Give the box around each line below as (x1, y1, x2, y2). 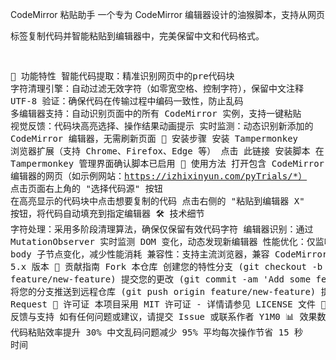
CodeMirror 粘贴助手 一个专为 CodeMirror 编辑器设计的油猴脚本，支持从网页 (10, 9, 325, 20)
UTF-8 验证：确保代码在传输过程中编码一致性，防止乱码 (10, 96, 244, 107)
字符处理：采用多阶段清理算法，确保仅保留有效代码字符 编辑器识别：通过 (10, 224, 314, 235)
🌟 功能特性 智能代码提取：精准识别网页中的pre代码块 (10, 71, 235, 82)
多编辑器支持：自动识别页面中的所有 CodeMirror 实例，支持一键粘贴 (10, 108, 302, 119)
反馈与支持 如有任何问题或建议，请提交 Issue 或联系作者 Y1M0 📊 (10, 311, 295, 322)
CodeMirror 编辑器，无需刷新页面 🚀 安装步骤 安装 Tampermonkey (10, 133, 299, 144)
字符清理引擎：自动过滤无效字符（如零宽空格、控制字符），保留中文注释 (10, 83, 304, 94)
